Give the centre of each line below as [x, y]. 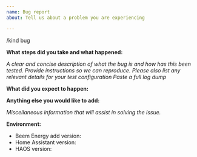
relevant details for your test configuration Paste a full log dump [86, 77]
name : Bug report [28, 12]
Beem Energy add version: [48, 136]
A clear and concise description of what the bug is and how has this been [99, 64]
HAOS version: [33, 148]
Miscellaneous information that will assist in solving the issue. [84, 112]
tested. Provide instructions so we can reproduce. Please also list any [93, 70]
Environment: [24, 124]
